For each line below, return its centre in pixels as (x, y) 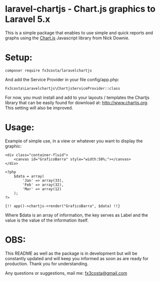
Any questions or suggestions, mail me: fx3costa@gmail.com (66, 273)
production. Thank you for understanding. (47, 263)
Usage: (20, 128)
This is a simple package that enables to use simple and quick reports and (79, 33)
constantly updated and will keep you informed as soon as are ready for (77, 258)
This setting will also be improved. (39, 107)
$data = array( (29, 176)
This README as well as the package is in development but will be (71, 253)
